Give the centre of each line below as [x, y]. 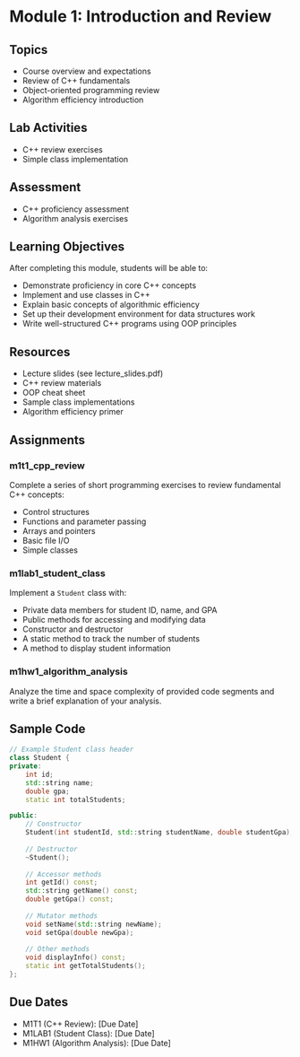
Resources [40, 352]
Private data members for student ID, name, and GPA [120, 610]
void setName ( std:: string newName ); [94, 924]
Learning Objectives [67, 247]
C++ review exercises [62, 149]
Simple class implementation [75, 159]
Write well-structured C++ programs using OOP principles [129, 324]
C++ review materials [62, 383]
